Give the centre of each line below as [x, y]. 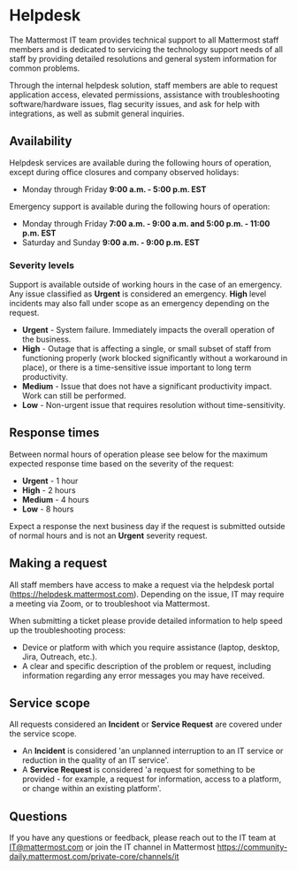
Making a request [58, 563]
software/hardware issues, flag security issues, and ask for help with [135, 104]
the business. [46, 339]
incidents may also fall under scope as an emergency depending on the [139, 304]
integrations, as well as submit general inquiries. [97, 113]
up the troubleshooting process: [68, 630]
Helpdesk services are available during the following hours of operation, [141, 162]
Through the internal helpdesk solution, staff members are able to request [144, 85]
